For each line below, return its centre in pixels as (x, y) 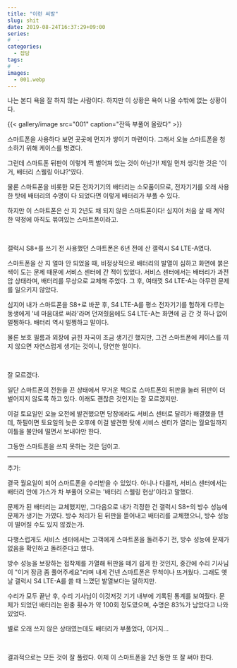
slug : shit (23, 20)
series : (19, 34)
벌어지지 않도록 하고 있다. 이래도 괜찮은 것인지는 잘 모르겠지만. (93, 399)
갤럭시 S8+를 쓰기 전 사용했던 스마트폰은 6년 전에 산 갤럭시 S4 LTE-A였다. (109, 249)
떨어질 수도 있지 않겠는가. (49, 525)
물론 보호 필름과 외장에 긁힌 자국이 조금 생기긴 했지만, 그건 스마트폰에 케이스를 (115, 338)
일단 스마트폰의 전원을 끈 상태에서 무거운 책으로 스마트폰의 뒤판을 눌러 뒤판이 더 (116, 390)
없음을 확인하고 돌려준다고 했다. (51, 549)
